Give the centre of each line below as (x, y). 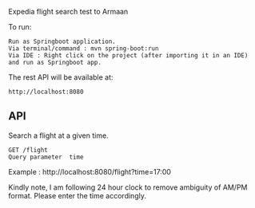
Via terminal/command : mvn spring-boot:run (84, 49)
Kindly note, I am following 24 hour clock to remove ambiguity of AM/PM (128, 187)
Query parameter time (46, 157)
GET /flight (28, 150)
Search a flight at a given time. (59, 135)
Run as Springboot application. (62, 41)
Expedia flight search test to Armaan (68, 12)
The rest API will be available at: (61, 77)
